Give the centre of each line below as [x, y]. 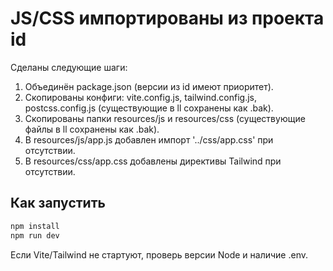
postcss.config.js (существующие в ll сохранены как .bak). [149, 108]
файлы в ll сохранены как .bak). [92, 129]
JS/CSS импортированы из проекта [167, 18]
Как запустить [58, 203]
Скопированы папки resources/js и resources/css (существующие [165, 118]
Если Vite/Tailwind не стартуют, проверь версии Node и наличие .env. [159, 254]
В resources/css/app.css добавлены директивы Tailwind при [153, 161]
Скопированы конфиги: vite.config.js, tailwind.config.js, [140, 97]
